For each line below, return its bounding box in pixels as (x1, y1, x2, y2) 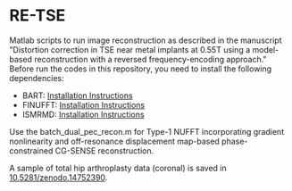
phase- (221, 136, 248, 146)
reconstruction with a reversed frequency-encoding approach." (34, 54, 267, 64)
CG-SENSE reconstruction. (54, 145, 154, 156)
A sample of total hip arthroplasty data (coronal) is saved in (9, 162, 227, 173)
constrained (9, 145, 54, 156)
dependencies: (9, 72, 64, 83)
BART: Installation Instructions (21, 90, 133, 101)
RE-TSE (9, 5, 66, 26)
